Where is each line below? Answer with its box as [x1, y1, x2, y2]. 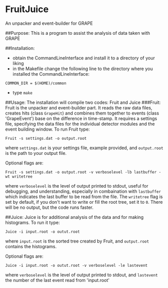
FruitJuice [5, 4, 49, 15]
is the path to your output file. [5, 150, 67, 156]
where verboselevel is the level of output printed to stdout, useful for [5, 183, 149, 189]
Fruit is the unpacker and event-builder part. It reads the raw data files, [5, 104, 152, 110]
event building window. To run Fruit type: [5, 126, 90, 132]
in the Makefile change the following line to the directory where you [12, 66, 153, 72]
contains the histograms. [5, 243, 57, 249]
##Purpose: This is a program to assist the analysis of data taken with [5, 30, 150, 36]
